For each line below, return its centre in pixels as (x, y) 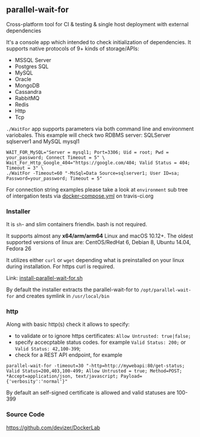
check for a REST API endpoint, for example (68, 355)
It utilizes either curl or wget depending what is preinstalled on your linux (95, 260)
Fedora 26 (19, 249)
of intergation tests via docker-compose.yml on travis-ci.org (80, 196)
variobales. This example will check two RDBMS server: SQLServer (88, 135)
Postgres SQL (32, 66)
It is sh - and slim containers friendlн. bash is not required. (77, 224)
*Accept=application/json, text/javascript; (62, 376)
